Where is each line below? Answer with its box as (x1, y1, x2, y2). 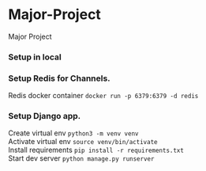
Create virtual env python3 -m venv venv (8, 128, 139, 138)
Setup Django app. (8, 111, 81, 122)
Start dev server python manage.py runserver (8, 154, 155, 163)
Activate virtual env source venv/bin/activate (8, 137, 158, 146)
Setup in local (8, 51, 62, 63)
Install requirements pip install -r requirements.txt (8, 145, 184, 155)
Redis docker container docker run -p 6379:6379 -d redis (8, 91, 199, 101)
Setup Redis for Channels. (8, 73, 110, 84)
